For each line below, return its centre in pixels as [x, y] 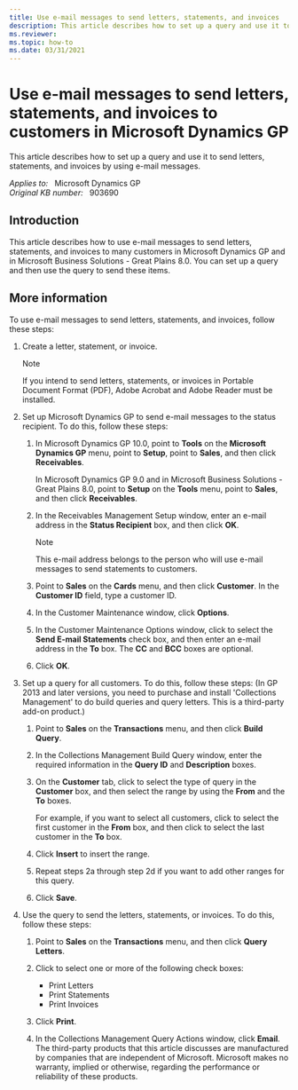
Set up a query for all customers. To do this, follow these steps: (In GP [150, 683]
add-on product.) [54, 711]
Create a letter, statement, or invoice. [90, 346]
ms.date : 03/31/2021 [47, 51]
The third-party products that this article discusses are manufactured [162, 1047]
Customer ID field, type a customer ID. [106, 595]
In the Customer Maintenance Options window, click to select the [154, 629]
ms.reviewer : [33, 34]
